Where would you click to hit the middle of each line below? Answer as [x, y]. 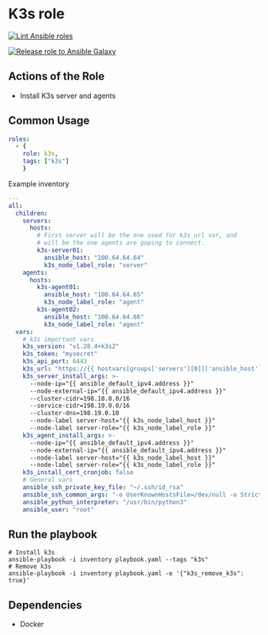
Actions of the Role [57, 76]
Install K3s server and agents [68, 96]
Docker [32, 624]
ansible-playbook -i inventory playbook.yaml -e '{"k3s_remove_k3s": [126, 574]
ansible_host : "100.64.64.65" [94, 295]
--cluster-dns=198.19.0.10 [74, 414]
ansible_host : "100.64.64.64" [94, 257]
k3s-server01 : [60, 251]
